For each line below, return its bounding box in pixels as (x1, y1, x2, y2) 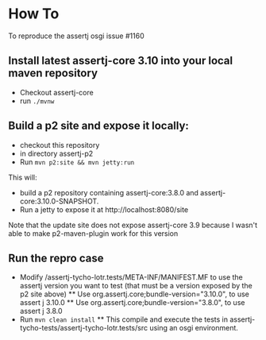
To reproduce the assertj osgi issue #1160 (8, 31, 145, 41)
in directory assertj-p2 (19, 149, 94, 158)
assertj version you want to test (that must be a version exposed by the (19, 281, 253, 291)
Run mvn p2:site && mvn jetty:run (19, 156, 135, 167)
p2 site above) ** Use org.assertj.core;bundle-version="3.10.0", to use (19, 289, 250, 299)
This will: (8, 172, 37, 182)
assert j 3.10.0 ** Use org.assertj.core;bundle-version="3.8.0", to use (19, 298, 245, 307)
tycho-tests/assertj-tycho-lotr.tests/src (19, 323, 148, 333)
